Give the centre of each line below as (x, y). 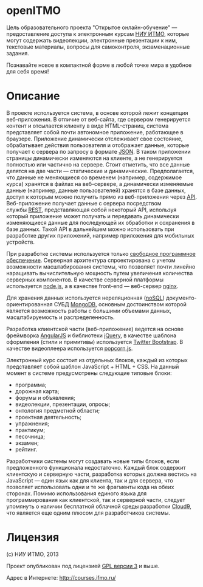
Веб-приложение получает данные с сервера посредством (84, 203)
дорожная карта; (37, 391)
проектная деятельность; (48, 417)
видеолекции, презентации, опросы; (63, 404)
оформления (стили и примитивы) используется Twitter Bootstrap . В (95, 342)
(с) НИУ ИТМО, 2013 (33, 554)
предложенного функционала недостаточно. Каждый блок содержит (96, 467)
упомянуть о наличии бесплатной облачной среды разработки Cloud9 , (99, 506)
